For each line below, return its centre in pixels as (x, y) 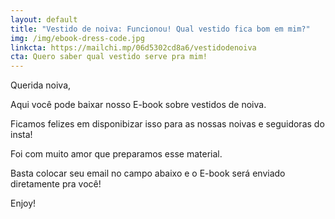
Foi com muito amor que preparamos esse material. (116, 154)
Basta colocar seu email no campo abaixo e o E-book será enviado (148, 173)
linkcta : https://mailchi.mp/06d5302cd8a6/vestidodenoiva (133, 47)
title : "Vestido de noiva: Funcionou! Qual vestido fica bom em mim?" (160, 29)
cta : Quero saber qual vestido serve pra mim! (109, 57)
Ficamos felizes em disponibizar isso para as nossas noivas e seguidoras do (167, 124)
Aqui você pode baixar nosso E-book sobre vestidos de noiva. (138, 105)
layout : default (44, 19)
